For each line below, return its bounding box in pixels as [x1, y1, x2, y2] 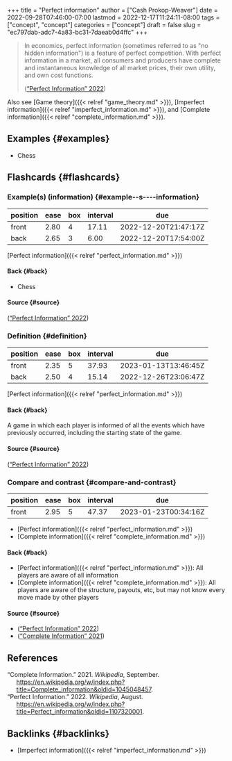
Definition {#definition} [7, 331, 88, 341]
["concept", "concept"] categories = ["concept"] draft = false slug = [7, 21, 202, 28]
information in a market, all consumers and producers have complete [24, 56, 222, 65]
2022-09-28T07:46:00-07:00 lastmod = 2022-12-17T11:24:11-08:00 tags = [7, 13, 220, 22]
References [7, 652, 58, 664]
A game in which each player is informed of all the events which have [7, 421, 206, 429]
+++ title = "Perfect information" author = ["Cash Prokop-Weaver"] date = [7, 6, 218, 14]
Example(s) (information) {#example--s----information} [7, 193, 200, 202]
